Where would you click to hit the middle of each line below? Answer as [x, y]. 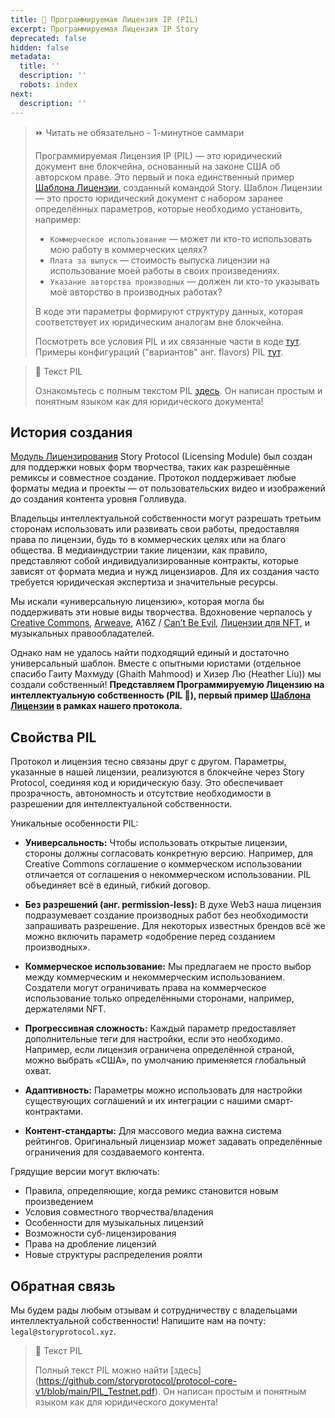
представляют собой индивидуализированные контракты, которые [154, 561]
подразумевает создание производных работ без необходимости [166, 915]
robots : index [48, 85]
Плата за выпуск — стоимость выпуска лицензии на [160, 260]
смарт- [278, 1101]
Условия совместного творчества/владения [119, 1212]
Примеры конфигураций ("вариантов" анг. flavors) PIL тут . [158, 352]
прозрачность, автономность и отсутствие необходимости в [141, 793]
